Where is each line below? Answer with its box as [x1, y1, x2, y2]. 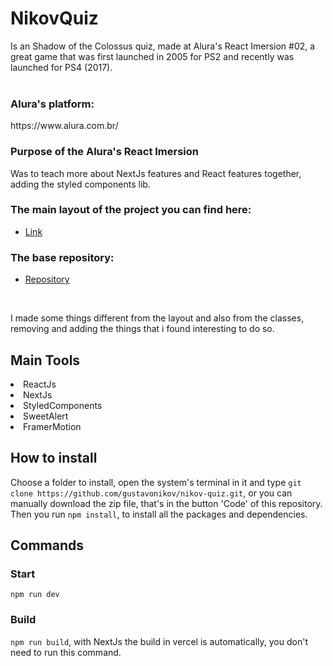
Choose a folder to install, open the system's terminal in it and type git [10, 476, 302, 488]
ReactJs [23, 378, 57, 390]
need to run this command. [10, 646, 122, 658]
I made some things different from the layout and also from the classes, [10, 312, 305, 324]
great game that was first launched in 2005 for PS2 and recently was [10, 50, 295, 62]
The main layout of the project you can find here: [10, 203, 252, 217]
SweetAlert [23, 410, 69, 422]
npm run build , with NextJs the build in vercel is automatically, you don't [10, 635, 308, 647]
